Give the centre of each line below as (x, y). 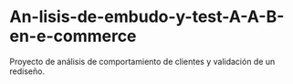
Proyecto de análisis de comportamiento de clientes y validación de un (142, 61)
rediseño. (27, 71)
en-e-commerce (73, 36)
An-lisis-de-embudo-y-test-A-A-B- (147, 17)
